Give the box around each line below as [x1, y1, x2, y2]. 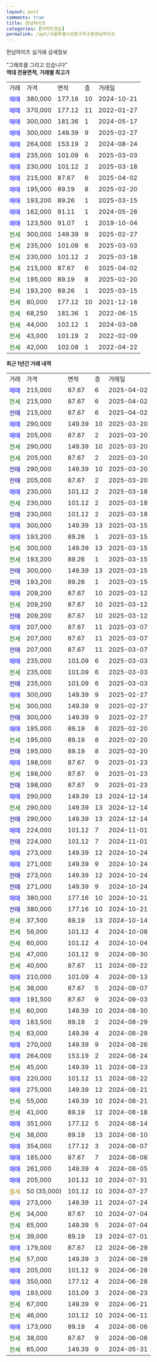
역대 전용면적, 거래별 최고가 [6, 69, 70, 76]
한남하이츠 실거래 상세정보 [6, 49, 68, 56]
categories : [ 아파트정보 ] [6, 25, 65, 32]
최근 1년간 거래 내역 [6, 360, 52, 367]
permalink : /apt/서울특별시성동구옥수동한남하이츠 [6, 31, 115, 37]
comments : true [6, 14, 45, 20]
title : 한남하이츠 [6, 20, 46, 26]
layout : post [6, 8, 39, 15]
